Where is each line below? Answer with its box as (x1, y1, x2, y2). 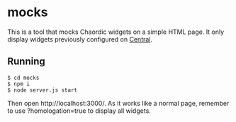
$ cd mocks (7, 74, 40, 81)
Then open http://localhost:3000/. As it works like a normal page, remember (7, 99, 230, 107)
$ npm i (7, 80, 30, 87)
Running (7, 56, 46, 68)
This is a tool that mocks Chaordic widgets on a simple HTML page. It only (7, 28, 225, 36)
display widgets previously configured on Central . (7, 35, 153, 43)
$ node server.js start (7, 86, 78, 94)
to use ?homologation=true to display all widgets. (7, 106, 151, 115)
